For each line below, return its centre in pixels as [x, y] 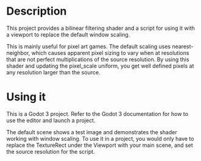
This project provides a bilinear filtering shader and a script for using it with [100, 28]
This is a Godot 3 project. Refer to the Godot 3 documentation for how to [97, 113]
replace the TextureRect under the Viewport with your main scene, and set [100, 145]
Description [37, 11]
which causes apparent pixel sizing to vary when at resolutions [110, 52]
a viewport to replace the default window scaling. [68, 34]
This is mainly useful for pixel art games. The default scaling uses [89, 46]
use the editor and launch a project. [51, 120]
